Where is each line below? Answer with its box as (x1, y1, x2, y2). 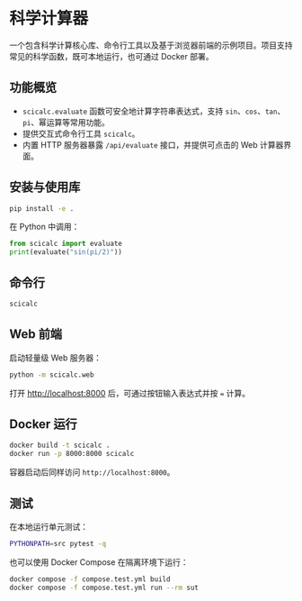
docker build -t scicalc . (9, 441, 111, 451)
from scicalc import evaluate (9, 240, 123, 249)
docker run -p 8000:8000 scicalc (9, 450, 135, 459)
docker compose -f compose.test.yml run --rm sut (9, 583, 200, 592)
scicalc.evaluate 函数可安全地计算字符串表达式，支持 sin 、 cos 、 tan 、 (22, 105, 286, 116)
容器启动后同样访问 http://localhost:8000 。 (9, 467, 175, 478)
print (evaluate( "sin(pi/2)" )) (9, 248, 123, 257)
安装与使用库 (9, 179, 81, 195)
